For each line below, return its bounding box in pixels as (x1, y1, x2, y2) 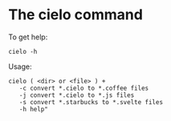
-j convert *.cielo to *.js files (18, 91, 135, 99)
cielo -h (8, 47, 38, 55)
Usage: (8, 62, 32, 71)
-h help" (18, 105, 48, 113)
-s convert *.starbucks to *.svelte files (18, 98, 163, 106)
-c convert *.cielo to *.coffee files (18, 84, 149, 92)
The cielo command (8, 6, 143, 24)
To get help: (8, 32, 48, 42)
